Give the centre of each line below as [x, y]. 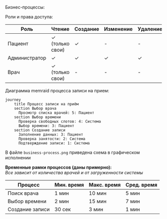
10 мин [98, 193]
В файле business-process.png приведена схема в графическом [73, 152]
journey [13, 100]
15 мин [98, 201]
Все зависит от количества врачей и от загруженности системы [74, 173]
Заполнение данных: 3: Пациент [51, 135]
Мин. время [69, 185]
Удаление [150, 29]
